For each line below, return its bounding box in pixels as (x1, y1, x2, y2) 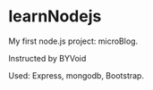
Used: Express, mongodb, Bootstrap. (8, 70, 145, 81)
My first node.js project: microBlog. (8, 36, 139, 46)
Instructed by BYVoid (8, 53, 87, 63)
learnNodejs (8, 6, 102, 27)
